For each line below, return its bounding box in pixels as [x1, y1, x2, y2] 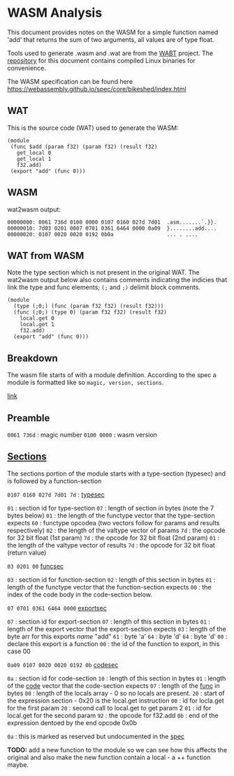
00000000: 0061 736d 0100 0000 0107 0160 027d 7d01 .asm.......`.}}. [7, 219, 217, 226]
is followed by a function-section [7, 476, 102, 485]
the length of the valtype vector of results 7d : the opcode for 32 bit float [7, 541, 215, 549]
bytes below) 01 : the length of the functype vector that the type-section [7, 511, 215, 520]
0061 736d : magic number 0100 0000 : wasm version [7, 431, 157, 439]
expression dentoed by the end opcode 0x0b [7, 718, 138, 727]
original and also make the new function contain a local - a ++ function [7, 753, 211, 761]
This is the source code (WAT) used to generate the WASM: [7, 124, 179, 132]
